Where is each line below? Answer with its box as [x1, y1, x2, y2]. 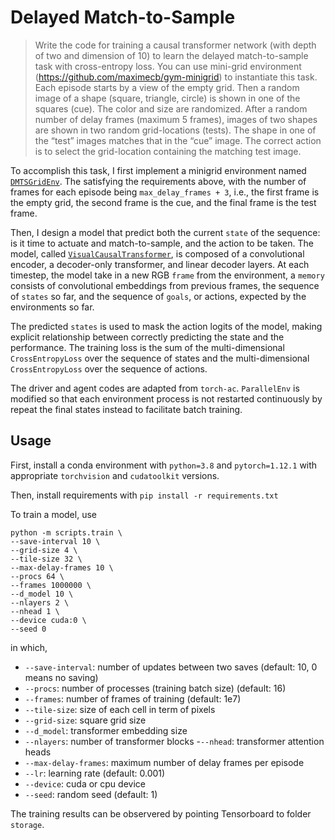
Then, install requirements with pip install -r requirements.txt [10, 489, 279, 501]
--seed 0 [10, 624, 47, 634]
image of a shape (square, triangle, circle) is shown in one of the [34, 92, 301, 104]
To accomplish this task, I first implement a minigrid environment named [10, 164, 307, 176]
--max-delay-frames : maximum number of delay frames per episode [24, 756, 305, 768]
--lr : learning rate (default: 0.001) [24, 767, 166, 779]
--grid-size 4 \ [10, 545, 78, 555]
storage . [10, 818, 45, 830]
